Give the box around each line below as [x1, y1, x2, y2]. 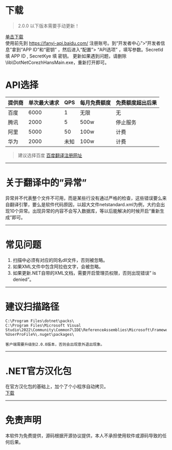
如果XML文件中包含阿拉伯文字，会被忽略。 [12, 263, 103, 269]
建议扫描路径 [5, 301, 60, 313]
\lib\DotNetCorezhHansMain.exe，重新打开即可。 [5, 59, 110, 65]
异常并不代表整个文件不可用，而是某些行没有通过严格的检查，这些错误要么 [5, 195, 162, 201]
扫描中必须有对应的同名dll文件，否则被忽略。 [12, 257, 108, 263]
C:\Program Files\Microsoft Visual [5, 322, 81, 328]
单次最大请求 [28, 99, 60, 106]
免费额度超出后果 [116, 99, 157, 106]
